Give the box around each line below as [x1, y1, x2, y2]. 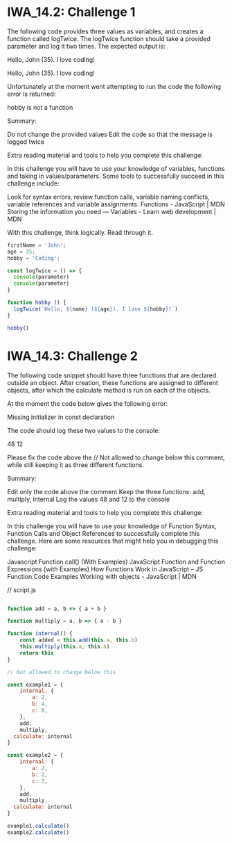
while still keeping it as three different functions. [7, 460, 144, 469]
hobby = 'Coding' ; [7, 254, 60, 261]
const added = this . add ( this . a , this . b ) [19, 637, 138, 644]
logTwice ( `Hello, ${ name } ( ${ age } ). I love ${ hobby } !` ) [13, 305, 178, 313]
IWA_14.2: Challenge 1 [7, 4, 136, 20]
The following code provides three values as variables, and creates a [7, 27, 204, 35]
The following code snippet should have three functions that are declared [7, 371, 217, 379]
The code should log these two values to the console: [7, 426, 161, 434]
